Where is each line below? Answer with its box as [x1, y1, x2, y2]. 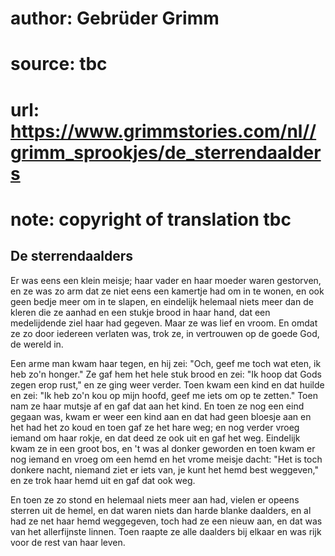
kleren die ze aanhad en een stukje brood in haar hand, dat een [10, 306, 271, 318]
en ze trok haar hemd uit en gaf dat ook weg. [10, 474, 196, 486]
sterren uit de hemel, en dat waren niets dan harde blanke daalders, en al [10, 504, 312, 516]
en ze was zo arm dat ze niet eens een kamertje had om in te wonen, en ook [10, 285, 325, 297]
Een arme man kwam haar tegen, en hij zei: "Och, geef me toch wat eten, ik [10, 357, 322, 369]
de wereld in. [10, 338, 64, 350]
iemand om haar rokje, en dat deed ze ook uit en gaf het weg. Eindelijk [10, 432, 301, 444]
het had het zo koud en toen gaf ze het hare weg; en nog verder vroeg [10, 421, 300, 433]
